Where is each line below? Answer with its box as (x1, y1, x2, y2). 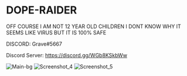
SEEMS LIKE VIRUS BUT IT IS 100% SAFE (6, 29, 107, 36)
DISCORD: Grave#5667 (6, 40, 63, 47)
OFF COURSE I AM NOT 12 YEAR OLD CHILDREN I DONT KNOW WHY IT (6, 23, 182, 30)
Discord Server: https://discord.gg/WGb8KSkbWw (6, 51, 128, 58)
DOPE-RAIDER (6, 4, 77, 17)
